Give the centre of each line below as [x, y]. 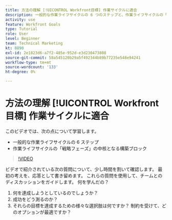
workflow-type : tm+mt [28, 62]
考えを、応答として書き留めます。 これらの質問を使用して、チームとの [88, 175]
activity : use [20, 19]
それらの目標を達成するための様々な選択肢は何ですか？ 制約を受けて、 [87, 206]
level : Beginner [23, 39]
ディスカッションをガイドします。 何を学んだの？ [57, 182]
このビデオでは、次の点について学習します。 [52, 131]
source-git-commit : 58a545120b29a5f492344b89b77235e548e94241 [73, 58]
